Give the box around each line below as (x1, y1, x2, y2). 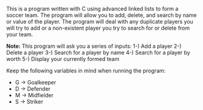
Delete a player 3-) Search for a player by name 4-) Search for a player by (6, 49, 190, 56)
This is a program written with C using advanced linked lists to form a (6, 5, 179, 12)
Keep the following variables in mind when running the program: (6, 67, 166, 74)
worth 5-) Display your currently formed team (6, 56, 120, 62)
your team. (6, 31, 33, 38)
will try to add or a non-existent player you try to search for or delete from (6, 24, 190, 31)
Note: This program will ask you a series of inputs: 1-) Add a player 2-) (6, 42, 182, 50)
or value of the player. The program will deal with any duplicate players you (6, 18, 193, 25)
